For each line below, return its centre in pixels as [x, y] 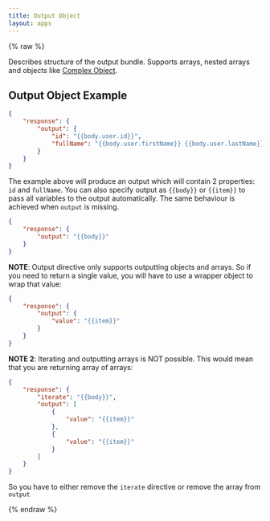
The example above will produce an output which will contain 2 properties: [132, 181]
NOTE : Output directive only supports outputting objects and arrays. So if [130, 267]
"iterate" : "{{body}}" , [77, 397]
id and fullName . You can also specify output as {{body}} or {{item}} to [127, 190]
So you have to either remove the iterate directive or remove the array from [135, 487]
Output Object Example [68, 95]
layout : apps [30, 23]
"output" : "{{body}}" [74, 237]
